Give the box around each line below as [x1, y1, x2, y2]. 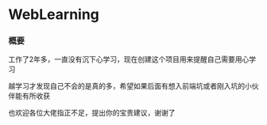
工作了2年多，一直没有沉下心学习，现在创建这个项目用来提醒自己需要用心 [8, 55, 250, 64]
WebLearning [8, 6, 99, 24]
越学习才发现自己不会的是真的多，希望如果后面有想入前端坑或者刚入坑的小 [8, 81, 252, 91]
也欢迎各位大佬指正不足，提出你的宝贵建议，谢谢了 [8, 108, 176, 118]
